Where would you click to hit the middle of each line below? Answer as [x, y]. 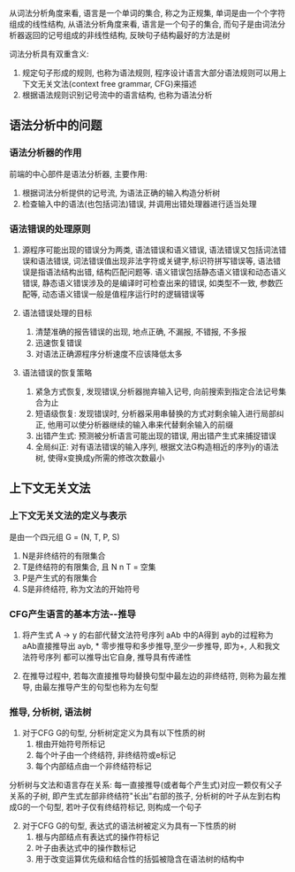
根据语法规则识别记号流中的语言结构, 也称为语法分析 [117, 95]
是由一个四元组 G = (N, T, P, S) [65, 536]
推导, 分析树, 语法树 [50, 712]
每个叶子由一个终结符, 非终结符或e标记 [106, 755]
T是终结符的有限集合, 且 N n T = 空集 [89, 567]
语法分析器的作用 [45, 153]
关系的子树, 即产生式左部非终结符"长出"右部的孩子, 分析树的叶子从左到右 [141, 796]
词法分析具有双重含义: [49, 54]
